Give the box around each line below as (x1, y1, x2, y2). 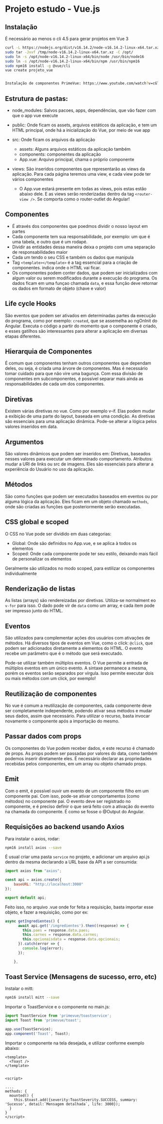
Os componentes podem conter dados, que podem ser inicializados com (12, 270, 158, 276)
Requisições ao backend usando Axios (5, 823, 125, 831)
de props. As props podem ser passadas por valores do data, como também (5, 750, 158, 756)
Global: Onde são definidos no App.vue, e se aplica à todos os (12, 540, 137, 546)
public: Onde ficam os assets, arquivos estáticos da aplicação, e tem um (12, 122, 157, 128)
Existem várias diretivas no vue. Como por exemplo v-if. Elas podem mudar (5, 408, 155, 414)
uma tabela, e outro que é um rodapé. (12, 239, 88, 244)
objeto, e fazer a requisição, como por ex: (5, 909, 89, 915)
